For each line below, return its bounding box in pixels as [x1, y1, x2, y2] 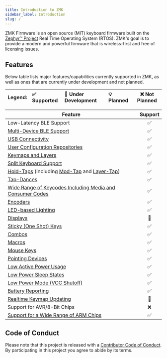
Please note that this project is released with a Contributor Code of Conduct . [5, 342, 162, 348]
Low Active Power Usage [7, 263, 66, 270]
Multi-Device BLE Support [7, 127, 70, 134]
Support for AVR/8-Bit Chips [7, 304, 75, 311]
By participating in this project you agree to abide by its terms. [5, 347, 133, 353]
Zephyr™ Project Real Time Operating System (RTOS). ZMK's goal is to [5, 35, 149, 41]
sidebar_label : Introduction [5, 12, 66, 17]
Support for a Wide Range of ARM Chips [7, 312, 102, 319]
